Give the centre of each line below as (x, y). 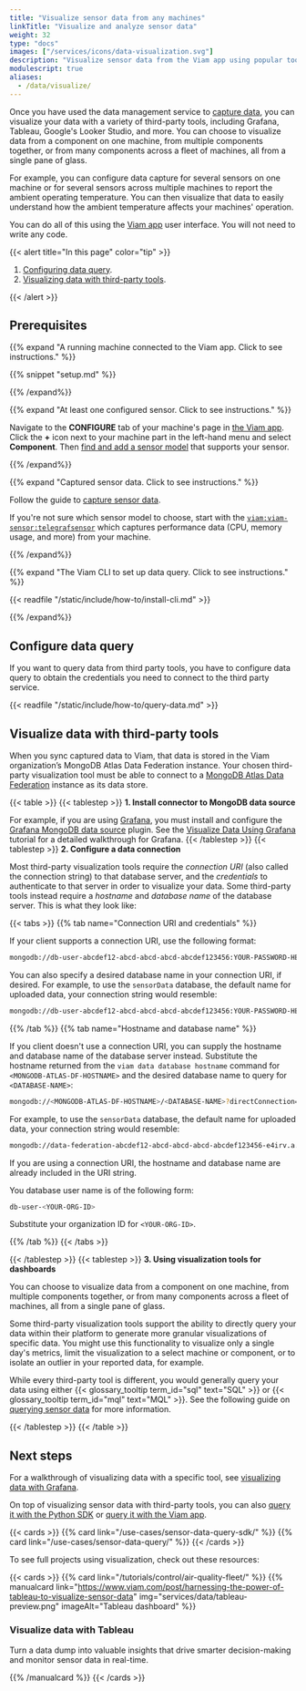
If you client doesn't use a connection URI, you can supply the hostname (146, 1046)
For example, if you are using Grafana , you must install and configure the (146, 820)
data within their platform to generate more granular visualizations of (138, 1334)
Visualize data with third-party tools (114, 733)
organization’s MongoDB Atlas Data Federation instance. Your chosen (140, 766)
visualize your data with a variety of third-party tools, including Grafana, (144, 121)
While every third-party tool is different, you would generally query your (144, 1380)
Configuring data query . (67, 269)
